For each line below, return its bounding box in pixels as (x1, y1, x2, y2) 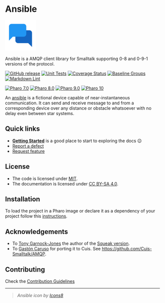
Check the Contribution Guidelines (5, 278, 75, 284)
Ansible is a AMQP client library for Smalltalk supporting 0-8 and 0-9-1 (5, 56, 148, 61)
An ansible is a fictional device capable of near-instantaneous (5, 94, 130, 100)
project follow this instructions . (5, 213, 68, 219)
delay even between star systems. (5, 110, 75, 116)
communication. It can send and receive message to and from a (5, 100, 134, 106)
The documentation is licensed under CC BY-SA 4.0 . (12, 181, 119, 186)
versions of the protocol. (5, 61, 55, 67)
